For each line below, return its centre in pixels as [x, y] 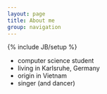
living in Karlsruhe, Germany [58, 69]
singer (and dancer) [46, 83]
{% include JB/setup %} [42, 47]
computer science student [56, 61]
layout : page [26, 14]
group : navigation [34, 27]
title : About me [31, 20]
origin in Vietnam [42, 76]
